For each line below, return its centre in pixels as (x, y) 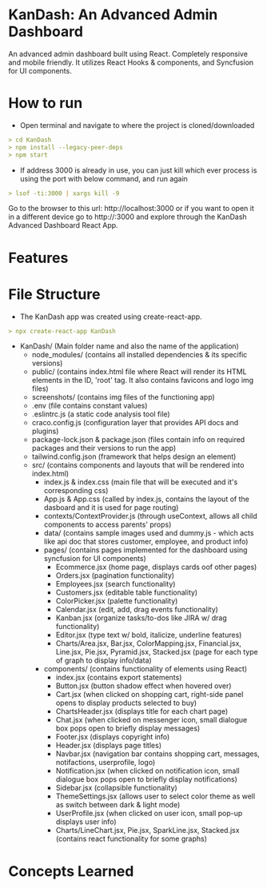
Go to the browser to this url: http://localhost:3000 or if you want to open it (131, 209)
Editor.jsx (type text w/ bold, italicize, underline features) (149, 635)
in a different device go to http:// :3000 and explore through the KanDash (128, 217)
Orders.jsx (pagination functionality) (115, 575)
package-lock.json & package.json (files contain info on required (138, 440)
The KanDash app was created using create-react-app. (111, 317)
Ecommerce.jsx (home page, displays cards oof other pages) (156, 567)
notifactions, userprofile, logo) (106, 763)
